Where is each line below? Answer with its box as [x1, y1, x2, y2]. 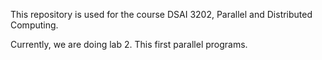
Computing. [10, 19, 59, 31]
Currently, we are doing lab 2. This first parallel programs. [10, 39, 248, 50]
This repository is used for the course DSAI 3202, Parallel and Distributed [10, 9, 313, 20]
